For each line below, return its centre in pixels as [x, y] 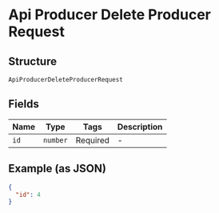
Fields [24, 104]
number [55, 140]
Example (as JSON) [57, 169]
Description [140, 127]
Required [93, 140]
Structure [33, 61]
